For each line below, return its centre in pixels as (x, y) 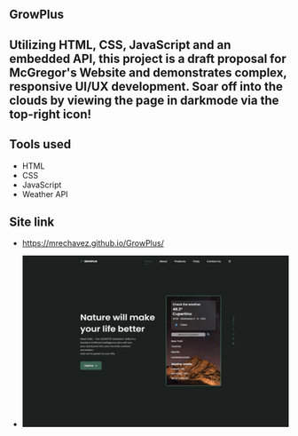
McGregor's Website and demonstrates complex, (148, 72)
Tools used (40, 144)
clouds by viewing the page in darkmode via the (144, 100)
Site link (32, 222)
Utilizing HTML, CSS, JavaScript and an (120, 45)
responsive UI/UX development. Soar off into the (146, 87)
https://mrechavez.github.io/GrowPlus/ (93, 243)
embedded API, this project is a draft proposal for (148, 58)
